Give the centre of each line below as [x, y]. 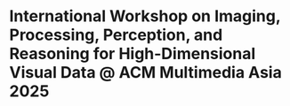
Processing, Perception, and [116, 35]
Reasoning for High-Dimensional [133, 54]
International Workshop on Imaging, [145, 16]
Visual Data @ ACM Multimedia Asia [145, 73]
